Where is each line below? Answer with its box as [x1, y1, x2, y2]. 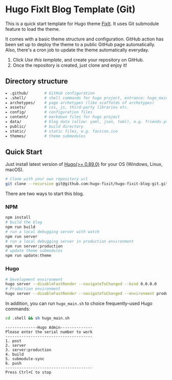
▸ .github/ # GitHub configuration [5, 91, 95, 96]
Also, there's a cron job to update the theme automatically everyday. [5, 47, 149, 53]
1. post [5, 338, 22, 344]
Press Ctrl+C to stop [5, 370, 52, 375]
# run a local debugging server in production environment [5, 239, 134, 244]
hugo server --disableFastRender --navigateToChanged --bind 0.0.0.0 [5, 282, 157, 287]
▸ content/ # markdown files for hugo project [5, 114, 120, 120]
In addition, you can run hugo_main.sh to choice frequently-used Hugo [5, 301, 153, 307]
